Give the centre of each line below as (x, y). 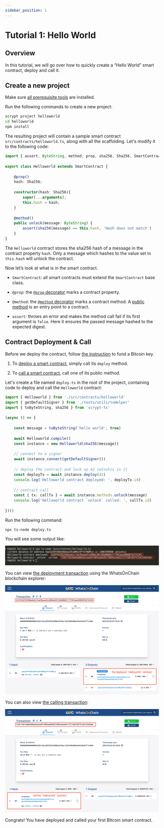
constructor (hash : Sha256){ (42, 192)
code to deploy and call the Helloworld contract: (54, 387)
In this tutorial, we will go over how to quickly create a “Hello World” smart (80, 65)
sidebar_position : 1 (26, 10)
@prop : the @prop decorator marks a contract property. (66, 292)
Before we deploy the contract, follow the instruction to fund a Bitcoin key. (80, 354)
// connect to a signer (38, 454)
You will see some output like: (35, 539)
